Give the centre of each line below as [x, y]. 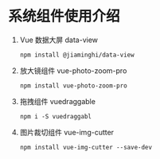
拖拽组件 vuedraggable [57, 101]
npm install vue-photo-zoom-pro [73, 85]
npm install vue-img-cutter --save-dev [86, 147]
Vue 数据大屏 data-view [59, 40]
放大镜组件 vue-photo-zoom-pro [73, 70]
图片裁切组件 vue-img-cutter [66, 132]
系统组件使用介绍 [64, 16]
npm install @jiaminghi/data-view [77, 55]
